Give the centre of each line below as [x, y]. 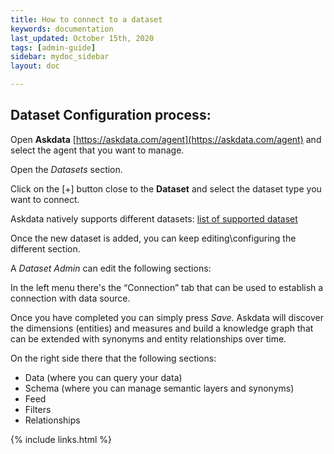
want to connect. [45, 199]
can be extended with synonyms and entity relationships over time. [148, 338]
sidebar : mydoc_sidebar [60, 57]
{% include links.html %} [61, 439]
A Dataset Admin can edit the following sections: [111, 268]
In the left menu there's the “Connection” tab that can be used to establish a [167, 287]
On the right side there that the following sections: [113, 358]
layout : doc [35, 66]
